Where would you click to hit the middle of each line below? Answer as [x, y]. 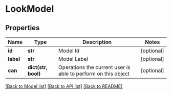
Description [97, 42]
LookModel [30, 9]
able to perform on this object [94, 74]
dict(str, [37, 67]
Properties [23, 28]
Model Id [69, 51]
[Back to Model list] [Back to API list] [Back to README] [64, 86]
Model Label [73, 59]
